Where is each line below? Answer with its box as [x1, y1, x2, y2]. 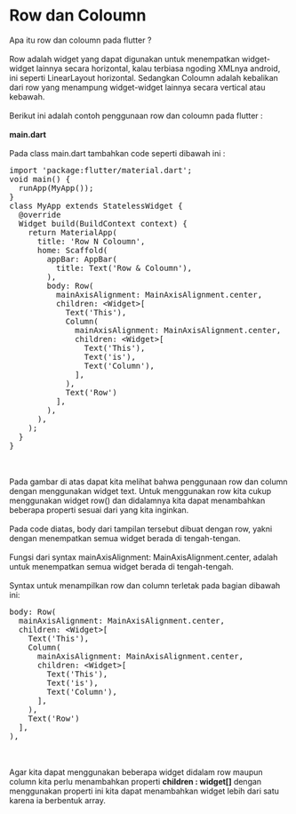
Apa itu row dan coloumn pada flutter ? [9, 35, 152, 45]
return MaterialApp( [28, 227, 117, 237]
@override [18, 210, 61, 219]
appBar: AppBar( [46, 254, 117, 264]
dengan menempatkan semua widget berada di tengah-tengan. [9, 532, 242, 543]
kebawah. [9, 91, 45, 102]
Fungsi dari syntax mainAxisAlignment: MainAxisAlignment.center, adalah [9, 552, 278, 563]
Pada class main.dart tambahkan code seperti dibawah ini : [9, 148, 226, 158]
